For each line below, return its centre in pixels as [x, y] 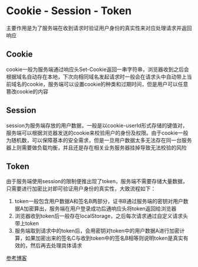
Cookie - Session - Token [69, 11]
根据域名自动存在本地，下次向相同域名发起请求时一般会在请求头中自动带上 [96, 76]
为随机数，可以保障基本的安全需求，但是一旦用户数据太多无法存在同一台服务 [99, 140]
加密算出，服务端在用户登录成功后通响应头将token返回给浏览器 [100, 209]
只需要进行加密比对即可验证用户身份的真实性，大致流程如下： [81, 189]
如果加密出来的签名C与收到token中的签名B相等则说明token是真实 [104, 238]
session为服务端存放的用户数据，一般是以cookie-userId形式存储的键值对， [97, 125]
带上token [27, 223]
